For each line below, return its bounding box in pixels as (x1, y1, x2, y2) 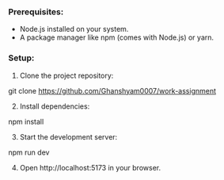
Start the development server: (19, 132, 118, 141)
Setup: (8, 52, 35, 63)
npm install (8, 117, 44, 126)
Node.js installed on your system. (19, 25, 129, 34)
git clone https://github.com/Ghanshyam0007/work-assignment (8, 86, 216, 95)
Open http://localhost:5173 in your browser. (19, 163, 161, 172)
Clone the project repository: (19, 71, 114, 80)
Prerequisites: (8, 6, 64, 17)
